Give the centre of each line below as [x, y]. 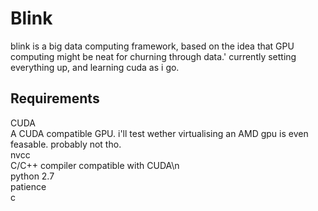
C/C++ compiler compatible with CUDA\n [95, 165]
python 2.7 [32, 176]
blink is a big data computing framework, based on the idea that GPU [152, 46]
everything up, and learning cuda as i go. [95, 67]
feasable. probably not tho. [66, 144]
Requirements [55, 98]
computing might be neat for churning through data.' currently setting [153, 56]
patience [28, 186]
